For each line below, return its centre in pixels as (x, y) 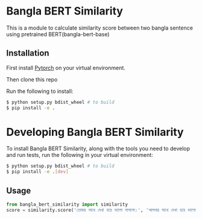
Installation (28, 53)
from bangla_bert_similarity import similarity (67, 205)
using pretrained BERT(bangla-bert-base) (58, 34)
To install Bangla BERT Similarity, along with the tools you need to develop (98, 148)
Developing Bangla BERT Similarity (95, 132)
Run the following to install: (40, 91)
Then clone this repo (32, 79)
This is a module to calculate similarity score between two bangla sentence (99, 28)
